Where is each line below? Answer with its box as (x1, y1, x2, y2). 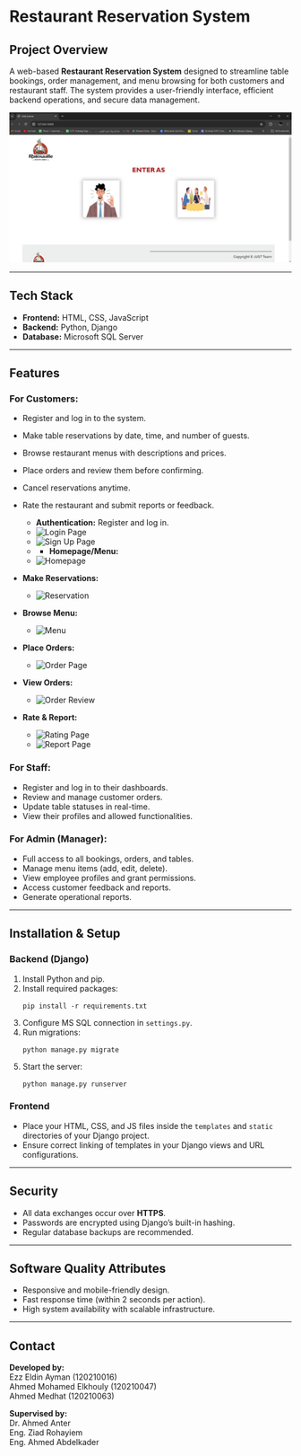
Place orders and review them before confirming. (21, 465, 204, 476)
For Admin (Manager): (9, 833, 107, 845)
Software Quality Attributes (9, 1261, 167, 1276)
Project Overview (9, 42, 108, 57)
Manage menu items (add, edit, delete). (21, 862, 168, 873)
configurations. (21, 1149, 79, 1160)
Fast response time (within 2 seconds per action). (21, 1294, 206, 1305)
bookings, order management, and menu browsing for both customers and (9, 75, 285, 86)
